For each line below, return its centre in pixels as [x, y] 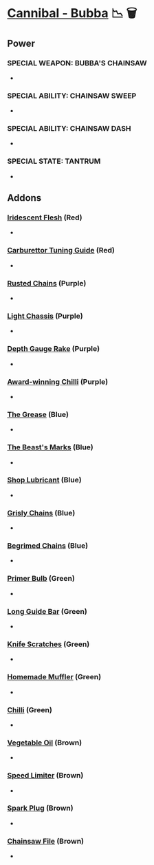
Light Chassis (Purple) [45, 316]
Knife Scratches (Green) [48, 644]
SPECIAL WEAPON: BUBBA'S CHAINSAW [77, 63]
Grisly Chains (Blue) [41, 513]
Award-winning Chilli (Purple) [58, 381]
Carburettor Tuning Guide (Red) [61, 250]
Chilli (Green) [30, 709]
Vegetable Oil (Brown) [45, 743]
